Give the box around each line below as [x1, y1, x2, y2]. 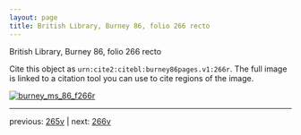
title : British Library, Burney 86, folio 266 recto [9, 21, 211, 30]
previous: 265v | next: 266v [9, 115, 112, 126]
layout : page [9, 13, 58, 22]
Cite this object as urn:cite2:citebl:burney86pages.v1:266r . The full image [9, 63, 288, 74]
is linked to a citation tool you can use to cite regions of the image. [9, 72, 254, 83]
